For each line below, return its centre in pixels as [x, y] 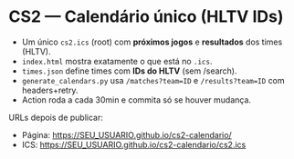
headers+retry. [50, 90]
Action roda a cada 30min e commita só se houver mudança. [136, 99]
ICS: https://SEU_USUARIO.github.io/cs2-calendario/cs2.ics [134, 144]
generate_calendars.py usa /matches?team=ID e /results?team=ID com [153, 80]
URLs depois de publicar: [56, 117]
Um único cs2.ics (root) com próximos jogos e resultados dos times [152, 42]
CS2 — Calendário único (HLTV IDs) [146, 17]
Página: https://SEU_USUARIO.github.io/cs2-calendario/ [126, 134]
